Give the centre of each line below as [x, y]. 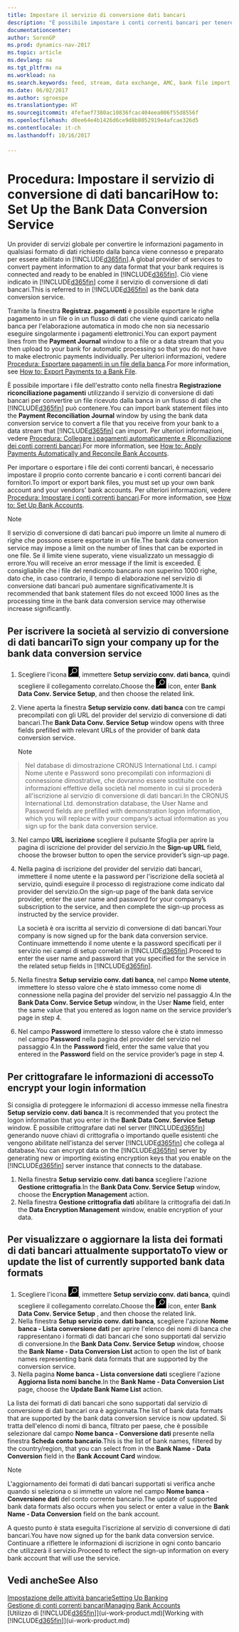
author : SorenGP [31, 38]
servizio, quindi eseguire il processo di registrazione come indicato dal [121, 884]
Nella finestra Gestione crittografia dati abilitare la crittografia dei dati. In [124, 1202]
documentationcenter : [39, 30]
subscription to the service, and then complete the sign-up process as [121, 907]
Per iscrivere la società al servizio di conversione [118, 631]
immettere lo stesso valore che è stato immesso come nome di [109, 987]
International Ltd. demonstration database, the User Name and [116, 804]
